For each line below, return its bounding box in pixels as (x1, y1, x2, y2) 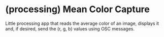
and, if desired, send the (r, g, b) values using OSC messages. (5, 25, 135, 31)
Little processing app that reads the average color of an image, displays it (5, 20, 159, 26)
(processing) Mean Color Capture (5, 4, 150, 15)
